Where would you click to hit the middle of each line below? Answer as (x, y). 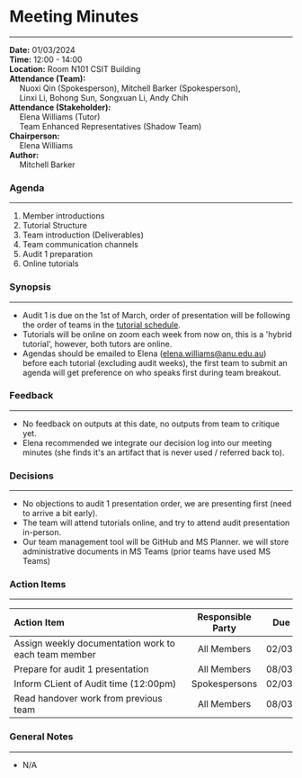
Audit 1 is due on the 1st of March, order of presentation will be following (156, 315)
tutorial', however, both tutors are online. (97, 344)
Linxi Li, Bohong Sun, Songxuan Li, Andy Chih (104, 97)
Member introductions (63, 216)
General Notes (41, 737)
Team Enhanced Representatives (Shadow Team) (111, 126)
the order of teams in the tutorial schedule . (102, 325)
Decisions (31, 476)
